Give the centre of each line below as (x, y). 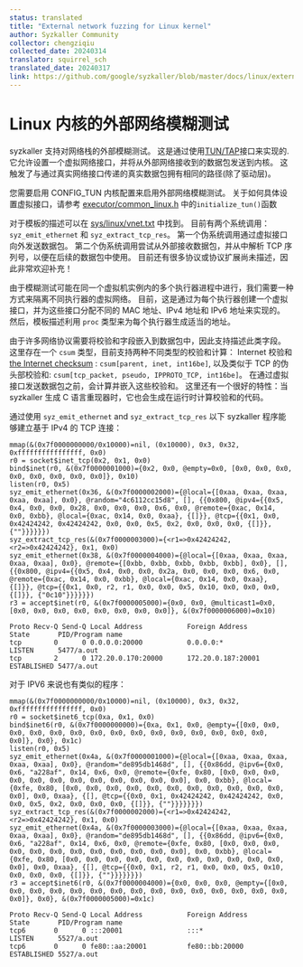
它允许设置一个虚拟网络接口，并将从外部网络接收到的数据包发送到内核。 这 (149, 162)
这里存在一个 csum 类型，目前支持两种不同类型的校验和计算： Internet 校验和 (151, 352)
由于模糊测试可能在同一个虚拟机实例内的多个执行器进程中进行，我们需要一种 (151, 287)
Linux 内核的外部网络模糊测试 (119, 124)
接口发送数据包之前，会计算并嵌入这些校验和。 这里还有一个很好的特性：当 (149, 386)
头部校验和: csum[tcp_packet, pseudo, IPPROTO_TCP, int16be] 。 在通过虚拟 (149, 374)
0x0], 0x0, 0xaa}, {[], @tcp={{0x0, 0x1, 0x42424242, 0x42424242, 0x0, (147, 796)
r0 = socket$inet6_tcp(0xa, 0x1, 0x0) (82, 717)
